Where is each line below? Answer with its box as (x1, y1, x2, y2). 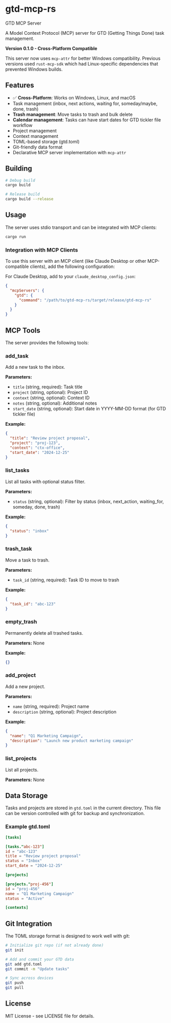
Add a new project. (5, 683, 45, 690)
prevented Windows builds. (5, 66, 63, 72)
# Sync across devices (5, 975, 54, 981)
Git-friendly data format (12, 144, 63, 150)
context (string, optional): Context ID (12, 395, 90, 401)
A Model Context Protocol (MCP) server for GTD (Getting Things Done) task (5, 30, 165, 36)
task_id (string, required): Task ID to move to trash (12, 577, 119, 583)
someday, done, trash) (12, 504, 60, 510)
